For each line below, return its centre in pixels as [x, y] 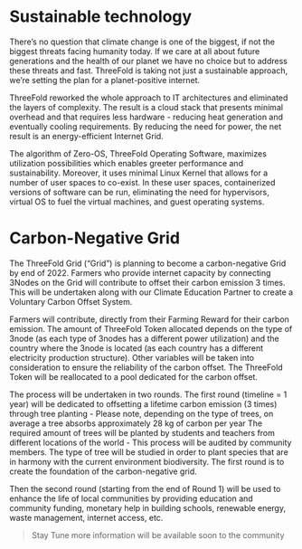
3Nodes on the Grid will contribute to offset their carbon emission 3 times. [147, 282]
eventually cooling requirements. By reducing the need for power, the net [146, 126]
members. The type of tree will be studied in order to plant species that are [149, 452]
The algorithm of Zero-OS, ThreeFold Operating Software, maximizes [138, 153]
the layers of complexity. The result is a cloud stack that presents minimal [146, 107]
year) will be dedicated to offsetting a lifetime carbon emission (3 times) [143, 403]
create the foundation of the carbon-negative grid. [103, 471]
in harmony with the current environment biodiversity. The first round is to [147, 461]
